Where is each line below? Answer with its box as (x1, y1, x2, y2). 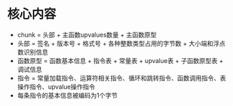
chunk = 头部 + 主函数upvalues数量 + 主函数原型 (17, 30, 157, 39)
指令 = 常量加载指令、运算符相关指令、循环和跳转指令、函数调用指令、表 (17, 73, 226, 82)
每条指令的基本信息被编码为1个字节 (17, 91, 118, 99)
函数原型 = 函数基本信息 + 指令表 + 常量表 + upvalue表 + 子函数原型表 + (17, 56, 224, 64)
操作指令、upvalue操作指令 (17, 82, 95, 91)
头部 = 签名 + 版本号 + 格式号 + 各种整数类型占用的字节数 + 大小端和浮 (17, 39, 220, 47)
